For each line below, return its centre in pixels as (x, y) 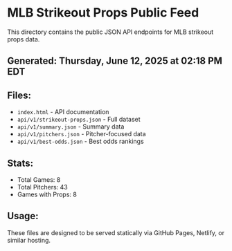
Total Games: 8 (39, 179)
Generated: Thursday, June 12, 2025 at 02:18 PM (115, 61)
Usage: (23, 216)
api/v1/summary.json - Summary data (71, 127)
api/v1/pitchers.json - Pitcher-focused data (82, 134)
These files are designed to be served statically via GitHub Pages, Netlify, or (116, 232)
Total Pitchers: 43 (42, 187)
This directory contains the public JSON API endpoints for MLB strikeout (110, 32)
